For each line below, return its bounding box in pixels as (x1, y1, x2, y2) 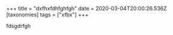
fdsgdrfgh (6, 23, 31, 29)
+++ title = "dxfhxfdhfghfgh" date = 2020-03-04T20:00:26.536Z (6, 5, 167, 12)
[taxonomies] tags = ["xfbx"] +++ (6, 11, 89, 18)
